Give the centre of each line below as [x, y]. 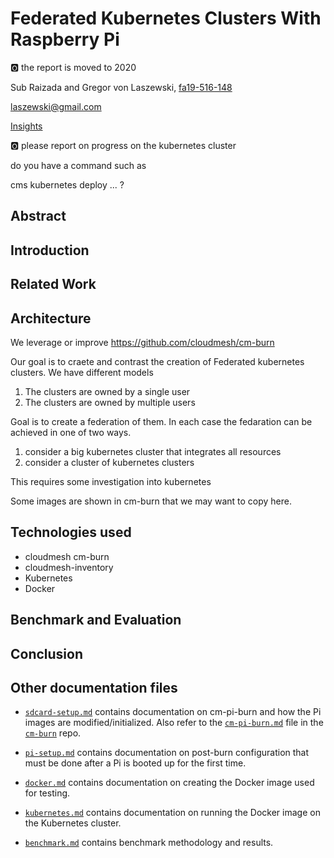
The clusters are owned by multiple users [110, 402]
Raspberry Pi [65, 39]
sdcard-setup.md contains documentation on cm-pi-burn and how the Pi [173, 712]
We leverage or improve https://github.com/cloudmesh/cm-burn [142, 342]
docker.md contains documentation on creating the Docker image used [169, 783]
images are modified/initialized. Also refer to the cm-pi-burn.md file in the [174, 723]
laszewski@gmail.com [56, 106]
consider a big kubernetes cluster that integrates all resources [153, 451]
